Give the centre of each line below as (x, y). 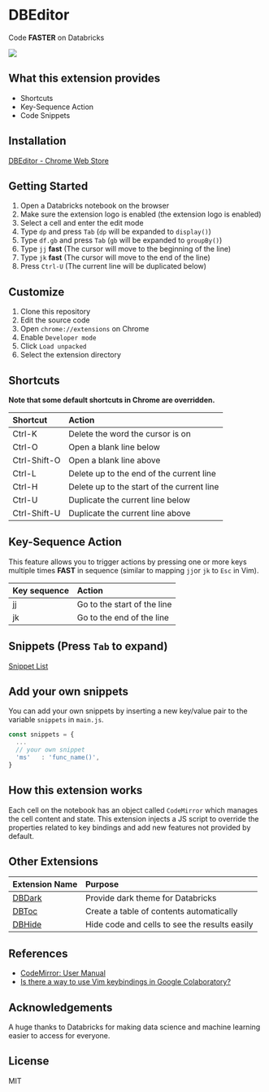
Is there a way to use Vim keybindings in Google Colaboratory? (126, 982)
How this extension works (76, 790)
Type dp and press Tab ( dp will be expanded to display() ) (115, 232)
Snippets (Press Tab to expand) (88, 646)
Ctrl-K (25, 434)
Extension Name (45, 884)
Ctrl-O (25, 447)
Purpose (102, 884)
